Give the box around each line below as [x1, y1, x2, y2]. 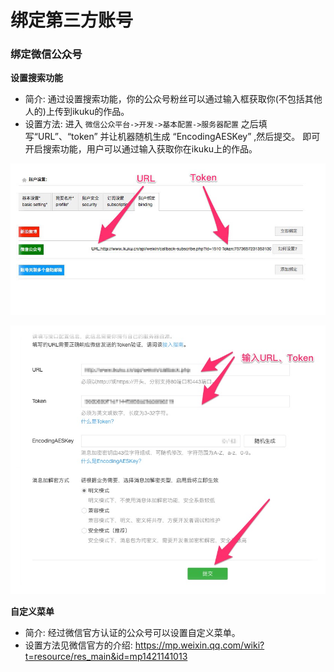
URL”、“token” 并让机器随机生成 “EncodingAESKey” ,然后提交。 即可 [37, 131, 321, 143]
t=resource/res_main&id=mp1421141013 [24, 650, 188, 662]
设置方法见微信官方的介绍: [24, 639, 133, 651]
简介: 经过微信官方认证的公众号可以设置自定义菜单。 [24, 626, 241, 638]
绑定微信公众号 [10, 47, 83, 61]
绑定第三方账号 [10, 9, 134, 32]
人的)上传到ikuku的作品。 [24, 106, 130, 118]
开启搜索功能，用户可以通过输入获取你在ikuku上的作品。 [24, 143, 258, 155]
